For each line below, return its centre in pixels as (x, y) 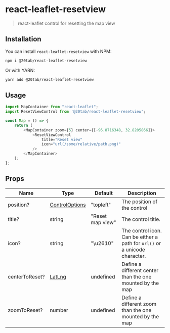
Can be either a (140, 237)
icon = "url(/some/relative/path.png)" (81, 144)
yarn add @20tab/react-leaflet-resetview (50, 79)
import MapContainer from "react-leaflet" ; (52, 107)
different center (140, 270)
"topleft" (101, 205)
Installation (23, 39)
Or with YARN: (20, 70)
